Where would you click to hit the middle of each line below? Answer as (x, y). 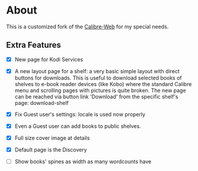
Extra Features (34, 45)
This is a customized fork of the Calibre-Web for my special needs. (87, 27)
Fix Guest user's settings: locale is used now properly (80, 114)
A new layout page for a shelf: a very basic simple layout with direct (97, 71)
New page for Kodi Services (49, 59)
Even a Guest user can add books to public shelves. (78, 126)
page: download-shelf (42, 103)
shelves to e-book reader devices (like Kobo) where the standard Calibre (103, 84)
